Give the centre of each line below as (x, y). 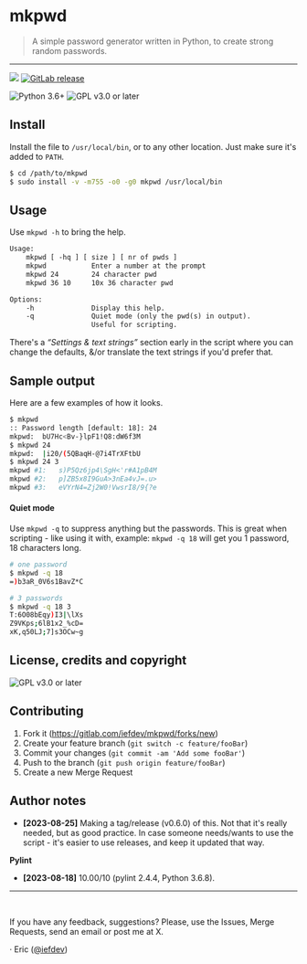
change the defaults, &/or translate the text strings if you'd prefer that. (142, 352)
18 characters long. (46, 548)
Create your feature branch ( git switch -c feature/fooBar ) (135, 743)
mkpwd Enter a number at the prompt (116, 266)
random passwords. (69, 50)
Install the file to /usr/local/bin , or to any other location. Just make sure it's (153, 146)
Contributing (47, 711)
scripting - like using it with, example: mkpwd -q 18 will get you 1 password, (149, 538)
